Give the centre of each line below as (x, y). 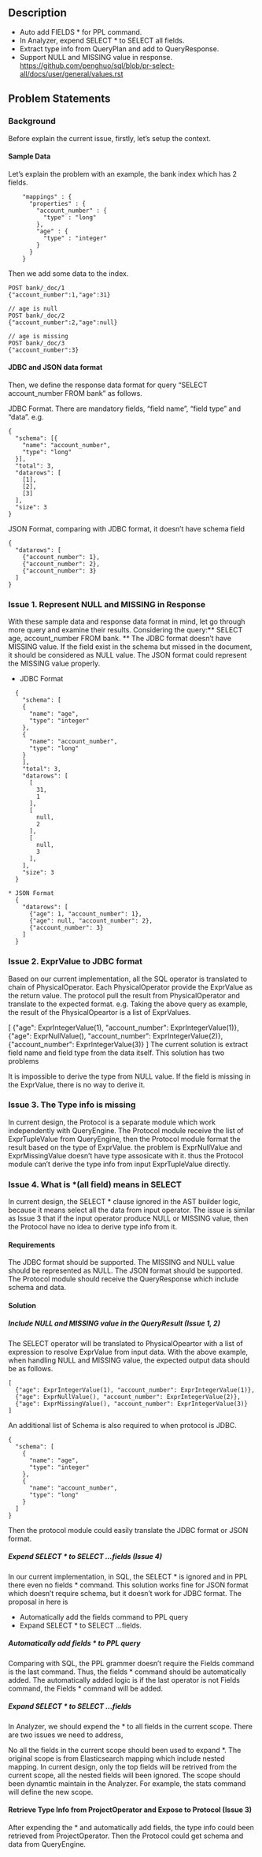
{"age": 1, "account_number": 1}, (86, 914)
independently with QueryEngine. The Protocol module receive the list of (126, 1130)
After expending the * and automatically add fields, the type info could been (131, 1827)
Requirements (32, 1244)
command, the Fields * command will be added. (86, 1688)
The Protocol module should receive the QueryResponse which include (124, 1279)
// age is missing (38, 336)
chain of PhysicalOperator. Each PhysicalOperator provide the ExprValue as (131, 987)
